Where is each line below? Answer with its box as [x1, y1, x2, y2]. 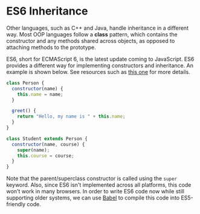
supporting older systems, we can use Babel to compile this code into [6, 194, 180, 201]
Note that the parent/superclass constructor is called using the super [6, 175, 177, 182]
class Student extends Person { [6, 135, 88, 142]
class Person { [6, 80, 45, 86]
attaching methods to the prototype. [6, 44, 97, 51]
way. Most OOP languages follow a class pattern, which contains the [6, 30, 178, 38]
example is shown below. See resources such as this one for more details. [6, 68, 190, 75]
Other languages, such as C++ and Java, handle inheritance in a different [6, 24, 189, 32]
